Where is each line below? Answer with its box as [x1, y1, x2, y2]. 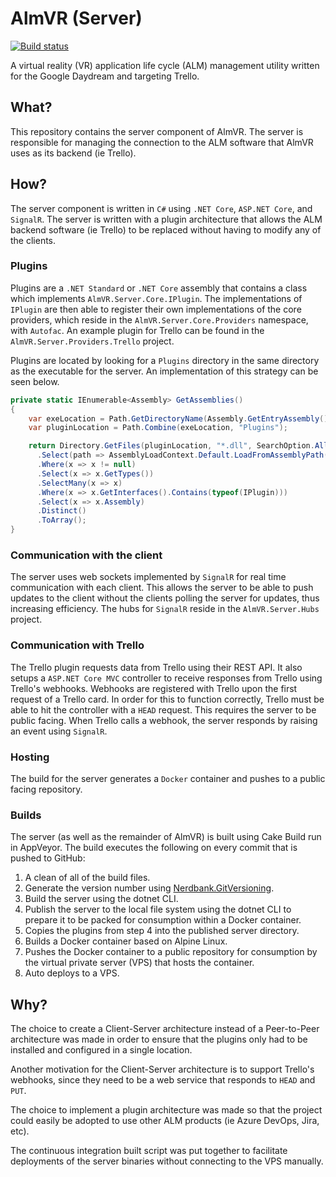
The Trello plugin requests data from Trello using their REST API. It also [10, 661, 303, 673]
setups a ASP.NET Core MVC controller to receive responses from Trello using [10, 672, 323, 684]
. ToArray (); [36, 515, 87, 526]
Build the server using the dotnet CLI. [24, 893, 179, 905]
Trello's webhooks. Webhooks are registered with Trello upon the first [10, 682, 298, 694]
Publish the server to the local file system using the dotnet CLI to [24, 903, 292, 916]
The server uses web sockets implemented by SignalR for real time [10, 571, 287, 583]
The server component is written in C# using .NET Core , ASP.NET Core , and [10, 202, 313, 214]
